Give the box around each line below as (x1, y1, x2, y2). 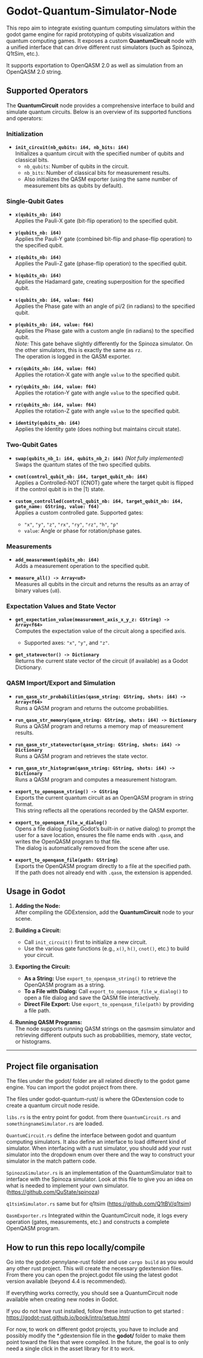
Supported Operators (6, 86, 89, 96)
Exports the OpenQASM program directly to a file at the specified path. (14, 862, 192, 869)
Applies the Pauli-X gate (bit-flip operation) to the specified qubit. (14, 217, 178, 224)
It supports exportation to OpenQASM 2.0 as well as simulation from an (6, 62, 183, 69)
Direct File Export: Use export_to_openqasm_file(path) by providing (24, 1001, 195, 1008)
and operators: (6, 114, 43, 122)
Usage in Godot (6, 886, 66, 896)
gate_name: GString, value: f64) (14, 503, 100, 509)
